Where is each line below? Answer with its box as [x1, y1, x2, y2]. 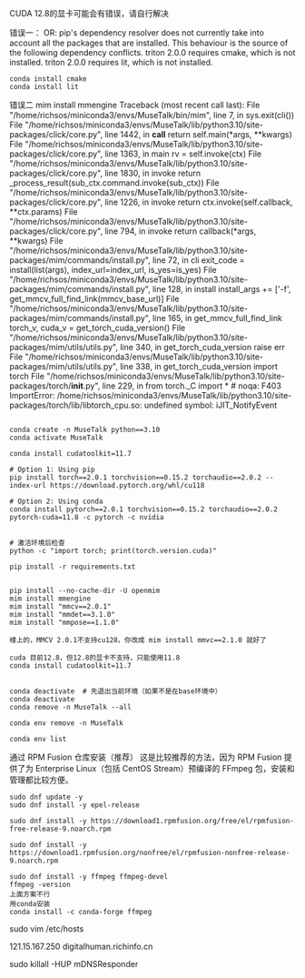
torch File [9, 371, 45, 381]
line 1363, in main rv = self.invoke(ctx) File [103, 148, 262, 159]
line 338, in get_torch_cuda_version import [119, 361, 279, 371]
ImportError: [9, 390, 55, 400]
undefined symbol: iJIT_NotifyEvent [143, 399, 278, 410]
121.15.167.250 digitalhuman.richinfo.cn [9, 941, 153, 952]
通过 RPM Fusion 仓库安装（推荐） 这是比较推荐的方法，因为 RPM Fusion [9, 751, 282, 762]
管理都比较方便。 [9, 774, 74, 785]
